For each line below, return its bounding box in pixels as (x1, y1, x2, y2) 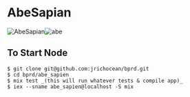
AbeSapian (7, 5, 72, 20)
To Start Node (7, 47, 68, 59)
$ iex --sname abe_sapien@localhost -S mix (7, 83, 134, 90)
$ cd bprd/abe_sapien (7, 71, 70, 78)
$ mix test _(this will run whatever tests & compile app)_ (7, 77, 184, 84)
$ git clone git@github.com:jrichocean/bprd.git (7, 65, 149, 72)
